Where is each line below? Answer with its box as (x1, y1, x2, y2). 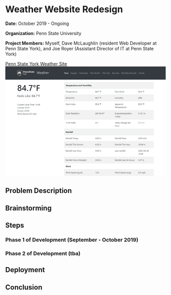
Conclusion (5, 283, 43, 291)
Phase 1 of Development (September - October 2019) (5, 237, 138, 244)
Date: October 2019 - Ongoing (5, 20, 69, 26)
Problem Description (5, 187, 72, 195)
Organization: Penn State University (5, 30, 81, 36)
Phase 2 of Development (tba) (5, 250, 81, 257)
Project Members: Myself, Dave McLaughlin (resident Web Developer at (5, 40, 157, 46)
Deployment (5, 265, 45, 274)
